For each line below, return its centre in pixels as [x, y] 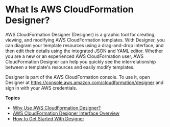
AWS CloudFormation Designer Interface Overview [66, 113]
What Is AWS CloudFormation [69, 9]
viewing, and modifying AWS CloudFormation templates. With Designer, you [85, 40]
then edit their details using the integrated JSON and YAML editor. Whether [84, 51]
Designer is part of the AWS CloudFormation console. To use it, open [78, 77]
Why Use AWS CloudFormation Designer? [57, 108]
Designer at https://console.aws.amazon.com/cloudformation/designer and [84, 82]
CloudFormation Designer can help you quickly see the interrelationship [81, 61]
